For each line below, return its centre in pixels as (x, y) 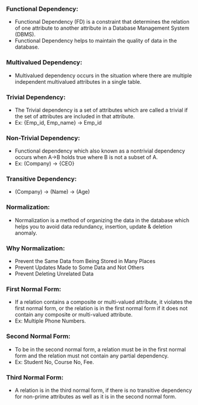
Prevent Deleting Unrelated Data (54, 274)
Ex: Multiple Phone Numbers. (50, 321)
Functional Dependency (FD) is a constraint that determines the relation (102, 22)
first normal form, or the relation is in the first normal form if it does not (101, 308)
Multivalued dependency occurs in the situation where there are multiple (103, 75)
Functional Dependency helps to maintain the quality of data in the (96, 41)
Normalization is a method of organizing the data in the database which (102, 220)
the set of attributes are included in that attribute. (75, 116)
